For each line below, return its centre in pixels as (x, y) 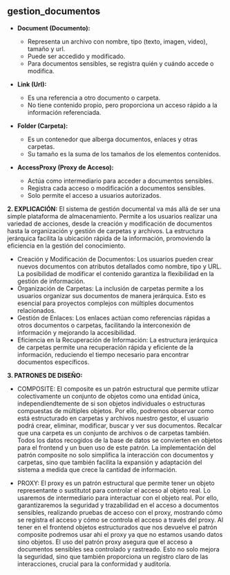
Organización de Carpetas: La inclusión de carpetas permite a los (110, 288)
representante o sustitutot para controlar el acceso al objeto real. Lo (114, 490)
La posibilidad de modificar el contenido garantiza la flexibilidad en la (115, 273)
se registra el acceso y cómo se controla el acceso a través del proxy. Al (120, 520)
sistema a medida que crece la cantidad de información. (97, 469)
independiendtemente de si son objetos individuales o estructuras (111, 403)
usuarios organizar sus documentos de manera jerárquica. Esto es (111, 295)
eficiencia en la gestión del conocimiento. (66, 246)
